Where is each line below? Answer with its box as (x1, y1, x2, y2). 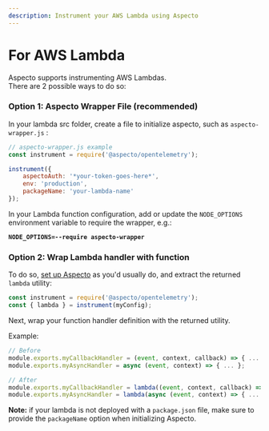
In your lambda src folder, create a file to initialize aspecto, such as (8, 119, 229, 129)
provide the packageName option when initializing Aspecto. (8, 413, 197, 424)
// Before (8, 347, 42, 355)
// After (8, 376, 38, 384)
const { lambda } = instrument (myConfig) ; (8, 301, 152, 309)
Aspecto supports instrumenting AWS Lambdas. (8, 73, 167, 82)
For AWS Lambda (8, 46, 126, 64)
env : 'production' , (22, 180, 88, 188)
